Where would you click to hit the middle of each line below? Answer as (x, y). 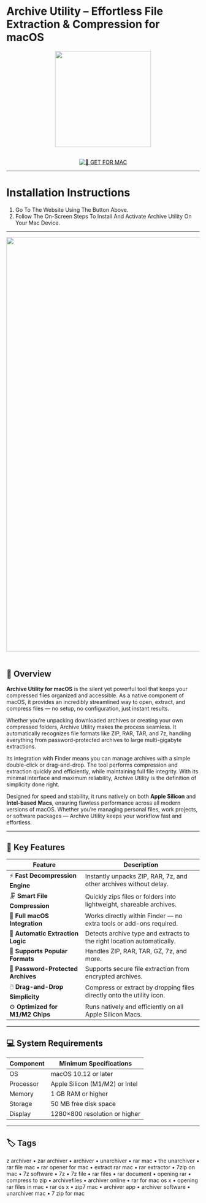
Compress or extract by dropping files (140, 988)
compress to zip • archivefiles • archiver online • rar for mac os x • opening (102, 1180)
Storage (21, 1104)
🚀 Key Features (36, 847)
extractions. (21, 746)
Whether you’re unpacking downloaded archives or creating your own (95, 720)
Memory (21, 1094)
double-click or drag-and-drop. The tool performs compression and (92, 765)
